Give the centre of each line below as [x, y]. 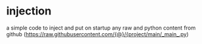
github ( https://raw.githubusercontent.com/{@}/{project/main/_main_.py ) [98, 34]
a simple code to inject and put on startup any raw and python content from [101, 28]
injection [29, 11]
